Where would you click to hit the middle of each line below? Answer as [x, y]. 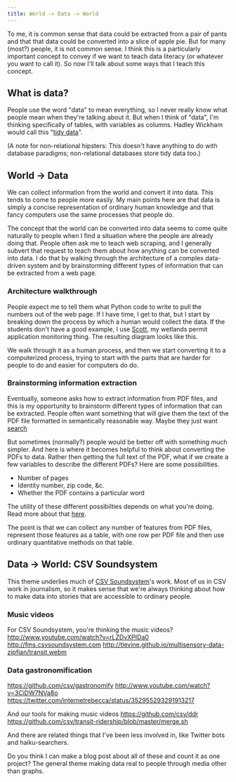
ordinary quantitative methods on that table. [71, 542]
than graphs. [26, 771]
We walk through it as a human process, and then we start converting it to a [117, 350]
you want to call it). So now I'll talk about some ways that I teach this [106, 63]
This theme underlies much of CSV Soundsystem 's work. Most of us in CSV [117, 581]
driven [17, 266]
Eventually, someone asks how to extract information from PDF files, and [112, 398]
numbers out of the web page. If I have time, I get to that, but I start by [109, 314]
